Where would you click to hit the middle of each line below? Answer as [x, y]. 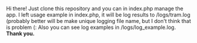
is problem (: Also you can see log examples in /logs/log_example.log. [91, 27]
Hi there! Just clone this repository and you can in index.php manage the [95, 9]
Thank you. [20, 34]
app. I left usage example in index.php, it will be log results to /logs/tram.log [98, 15]
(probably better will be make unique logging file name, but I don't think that [98, 21]
